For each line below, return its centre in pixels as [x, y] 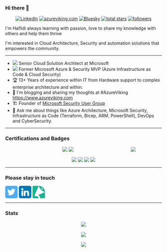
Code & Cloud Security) [37, 74]
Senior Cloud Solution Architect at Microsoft [64, 63]
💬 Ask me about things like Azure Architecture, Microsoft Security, [80, 111]
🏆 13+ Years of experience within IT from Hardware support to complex [86, 80]
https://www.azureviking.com [42, 98]
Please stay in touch [30, 178]
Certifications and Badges [38, 138]
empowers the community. [33, 49]
